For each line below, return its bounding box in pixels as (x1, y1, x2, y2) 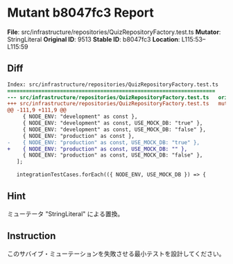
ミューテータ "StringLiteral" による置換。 (7, 209, 124, 218)
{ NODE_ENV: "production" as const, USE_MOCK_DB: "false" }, (22, 152, 203, 159)
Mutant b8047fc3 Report (7, 5, 154, 21)
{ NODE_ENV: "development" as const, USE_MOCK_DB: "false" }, (22, 126, 207, 133)
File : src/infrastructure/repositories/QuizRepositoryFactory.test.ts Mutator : (7, 28, 221, 36)
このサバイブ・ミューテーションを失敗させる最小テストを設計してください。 (7, 249, 225, 258)
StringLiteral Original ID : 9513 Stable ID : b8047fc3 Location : (7, 35, 180, 43)
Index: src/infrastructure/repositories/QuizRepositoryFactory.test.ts (7, 81, 218, 88)
